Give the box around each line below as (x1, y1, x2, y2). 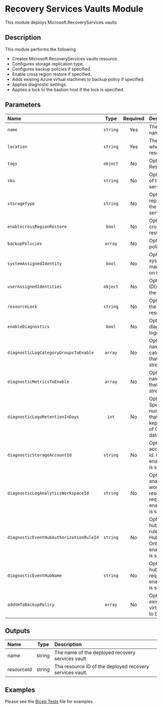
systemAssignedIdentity (7, 261, 62, 266)
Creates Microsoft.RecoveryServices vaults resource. (12, 56, 119, 62)
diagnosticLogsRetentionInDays (7, 414, 80, 420)
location (7, 144, 27, 149)
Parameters (5, 101, 41, 109)
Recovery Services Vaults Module (5, 3, 144, 15)
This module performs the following (5, 46, 76, 52)
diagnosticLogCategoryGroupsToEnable (7, 350, 94, 355)
